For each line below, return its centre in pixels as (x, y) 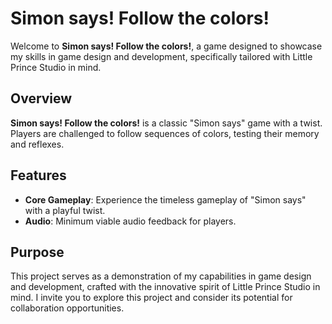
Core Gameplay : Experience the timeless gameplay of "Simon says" (165, 199)
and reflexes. (37, 144)
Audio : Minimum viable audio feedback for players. (130, 221)
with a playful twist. (65, 210)
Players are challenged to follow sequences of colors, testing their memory (165, 133)
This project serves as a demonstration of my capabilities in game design (161, 276)
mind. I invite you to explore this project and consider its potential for (151, 298)
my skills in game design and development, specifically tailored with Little (161, 56)
